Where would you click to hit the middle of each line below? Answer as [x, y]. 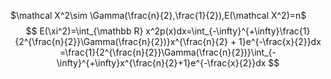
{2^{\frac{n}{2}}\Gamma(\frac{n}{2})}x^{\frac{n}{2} [121, 41]
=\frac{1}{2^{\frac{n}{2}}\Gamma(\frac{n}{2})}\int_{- [168, 52]
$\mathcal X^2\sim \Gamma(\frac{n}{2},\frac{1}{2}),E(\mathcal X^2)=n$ [158, 15]
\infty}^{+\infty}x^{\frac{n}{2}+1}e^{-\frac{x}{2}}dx [161, 63]
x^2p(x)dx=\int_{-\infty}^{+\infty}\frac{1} [228, 31]
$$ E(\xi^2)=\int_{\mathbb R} [84, 31]
